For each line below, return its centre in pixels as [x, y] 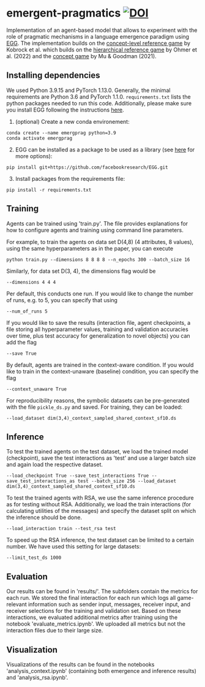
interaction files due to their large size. [55, 631]
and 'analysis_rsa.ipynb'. [37, 678]
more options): [34, 156]
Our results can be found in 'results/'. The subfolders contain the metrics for [102, 591]
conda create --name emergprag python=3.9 [61, 133]
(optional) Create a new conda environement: [72, 121]
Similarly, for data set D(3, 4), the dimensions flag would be [81, 271]
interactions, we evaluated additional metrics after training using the [92, 617]
